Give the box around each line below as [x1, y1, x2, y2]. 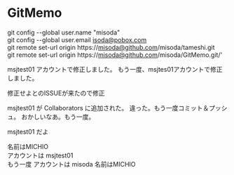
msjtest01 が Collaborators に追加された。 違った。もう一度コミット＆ [7, 103, 209, 112]
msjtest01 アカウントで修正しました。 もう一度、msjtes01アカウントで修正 [7, 65, 223, 73]
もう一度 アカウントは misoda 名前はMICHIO [7, 160, 136, 168]
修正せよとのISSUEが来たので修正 [7, 89, 105, 97]
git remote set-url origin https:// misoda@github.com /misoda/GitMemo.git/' [7, 51, 223, 59]
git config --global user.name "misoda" [7, 28, 121, 37]
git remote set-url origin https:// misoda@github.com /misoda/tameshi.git [7, 43, 215, 51]
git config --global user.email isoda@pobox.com [7, 35, 147, 44]
